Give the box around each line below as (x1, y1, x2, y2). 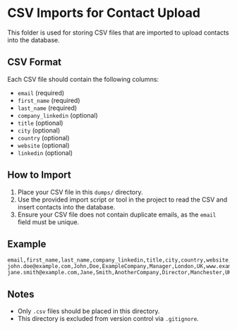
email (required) (17, 88, 65, 97)
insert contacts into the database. (17, 202, 116, 211)
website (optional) (17, 141, 70, 149)
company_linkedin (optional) (17, 111, 99, 119)
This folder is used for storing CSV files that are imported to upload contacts (7, 28, 229, 37)
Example (7, 238, 47, 250)
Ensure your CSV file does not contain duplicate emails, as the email (17, 210, 217, 219)
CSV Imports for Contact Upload (7, 5, 201, 21)
